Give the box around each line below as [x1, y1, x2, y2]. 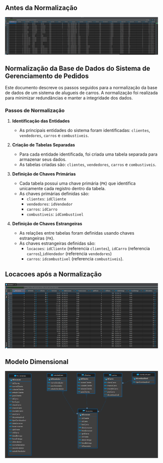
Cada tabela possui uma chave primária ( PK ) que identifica [19, 180, 136, 186]
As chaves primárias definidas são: [19, 191, 90, 197]
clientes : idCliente [26, 196, 66, 202]
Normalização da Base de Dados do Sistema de [5, 64, 150, 72]
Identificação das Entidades [12, 118, 70, 124]
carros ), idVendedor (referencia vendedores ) [26, 251, 112, 256]
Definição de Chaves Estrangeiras [12, 221, 82, 227]
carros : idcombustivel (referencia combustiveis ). [26, 256, 124, 262]
